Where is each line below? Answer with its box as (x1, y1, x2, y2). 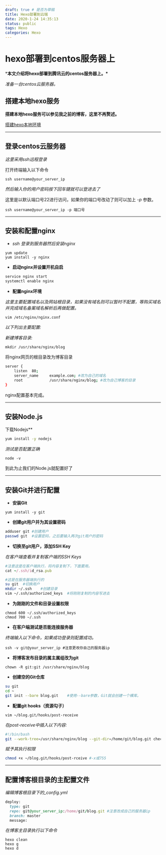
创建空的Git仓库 (12, 674, 45, 680)
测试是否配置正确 (5, 446, 40, 452)
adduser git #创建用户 (5, 529, 49, 534)
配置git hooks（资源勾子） (12, 702, 67, 709)
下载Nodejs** (5, 427, 33, 433)
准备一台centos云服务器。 (5, 81, 58, 87)
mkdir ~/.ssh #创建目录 (5, 586, 58, 591)
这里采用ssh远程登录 (5, 156, 47, 162)
